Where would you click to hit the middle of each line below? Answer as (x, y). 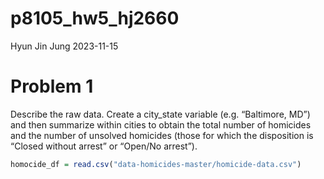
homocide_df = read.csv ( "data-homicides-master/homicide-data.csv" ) (156, 164)
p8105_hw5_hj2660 (95, 18)
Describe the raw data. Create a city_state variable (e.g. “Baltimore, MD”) (160, 114)
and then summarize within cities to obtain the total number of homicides (161, 124)
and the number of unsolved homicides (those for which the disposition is (162, 135)
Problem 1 (52, 86)
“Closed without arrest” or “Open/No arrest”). (104, 146)
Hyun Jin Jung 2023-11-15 (64, 46)
